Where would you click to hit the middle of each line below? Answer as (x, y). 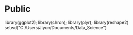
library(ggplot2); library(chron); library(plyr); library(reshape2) (67, 22)
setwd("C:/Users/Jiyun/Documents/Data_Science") (56, 27)
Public (17, 9)
